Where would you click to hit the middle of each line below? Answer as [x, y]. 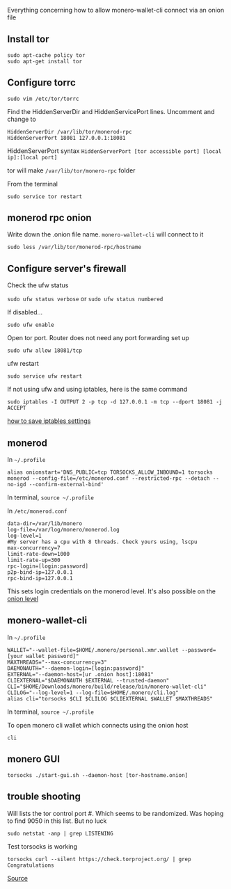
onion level [23, 599]
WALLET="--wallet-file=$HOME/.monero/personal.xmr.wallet [93, 650]
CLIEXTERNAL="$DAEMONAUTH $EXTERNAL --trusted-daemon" [88, 680]
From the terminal [32, 184]
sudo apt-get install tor [45, 61]
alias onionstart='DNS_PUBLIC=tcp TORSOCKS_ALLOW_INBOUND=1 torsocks [110, 472]
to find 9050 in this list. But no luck [57, 821]
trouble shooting [44, 797]
